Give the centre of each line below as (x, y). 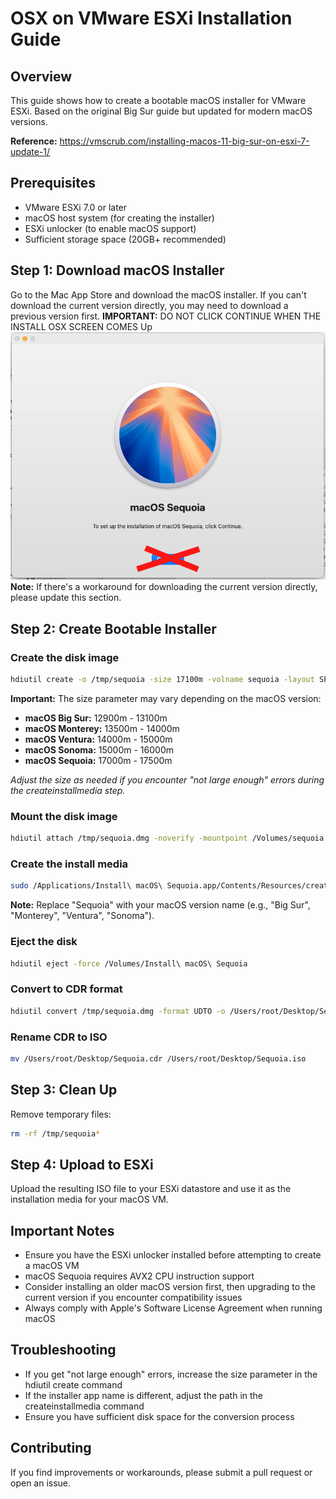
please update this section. (66, 598)
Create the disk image (65, 657)
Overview (41, 76)
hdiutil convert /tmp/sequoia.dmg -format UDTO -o (118, 1011)
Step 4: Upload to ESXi (82, 1164)
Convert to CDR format (66, 989)
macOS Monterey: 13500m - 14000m (102, 728)
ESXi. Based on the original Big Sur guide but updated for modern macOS (161, 111)
